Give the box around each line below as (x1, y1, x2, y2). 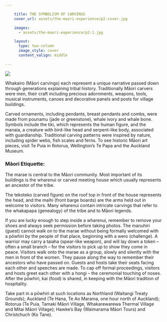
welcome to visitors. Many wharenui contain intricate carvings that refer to (5, 203, 158, 209)
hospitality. (5, 281, 28, 287)
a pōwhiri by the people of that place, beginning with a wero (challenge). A (5, 233, 158, 239)
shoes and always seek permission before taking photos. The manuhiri (5, 222, 150, 229)
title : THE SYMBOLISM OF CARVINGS (14, 11, 85, 16)
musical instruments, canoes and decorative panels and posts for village (5, 96, 154, 102)
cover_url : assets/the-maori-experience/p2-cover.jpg (14, 16, 128, 21)
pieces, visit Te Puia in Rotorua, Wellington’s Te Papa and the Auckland (5, 142, 150, 148)
